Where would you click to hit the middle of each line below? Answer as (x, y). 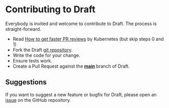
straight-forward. (23, 29)
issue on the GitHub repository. (38, 100)
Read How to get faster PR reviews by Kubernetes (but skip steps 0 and (88, 39)
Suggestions (26, 82)
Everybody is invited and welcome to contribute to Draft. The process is (81, 24)
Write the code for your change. (46, 55)
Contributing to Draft (50, 9)
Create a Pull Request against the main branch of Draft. (71, 66)
